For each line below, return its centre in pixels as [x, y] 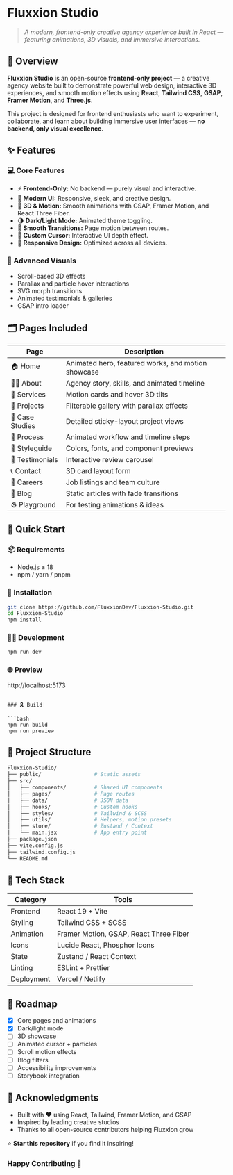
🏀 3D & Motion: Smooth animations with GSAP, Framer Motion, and [113, 206]
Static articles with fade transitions [122, 493]
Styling [22, 923]
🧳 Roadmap [32, 1004]
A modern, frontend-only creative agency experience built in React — [124, 32]
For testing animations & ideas [115, 504]
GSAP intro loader [43, 305]
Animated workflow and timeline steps [128, 437]
